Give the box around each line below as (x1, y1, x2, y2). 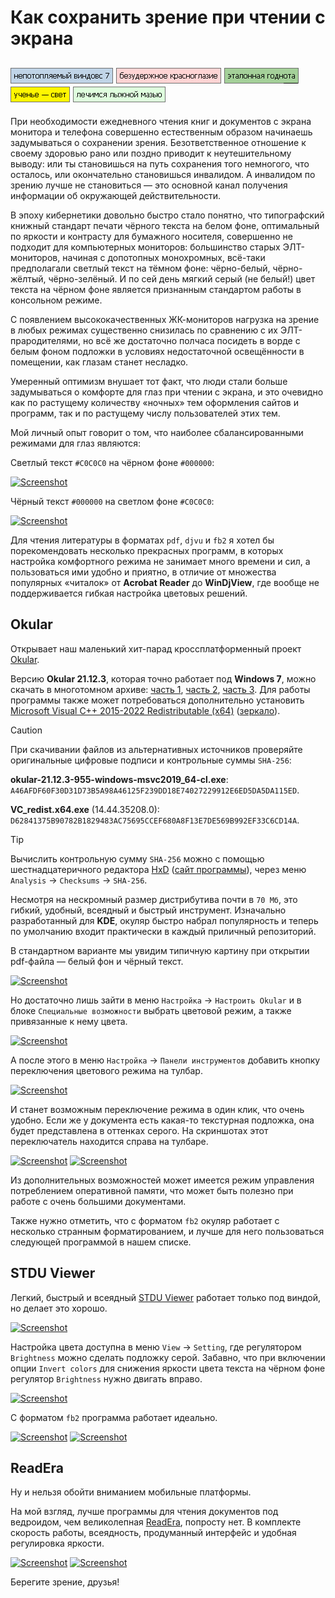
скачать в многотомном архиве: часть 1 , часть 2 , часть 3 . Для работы (10, 683, 311, 695)
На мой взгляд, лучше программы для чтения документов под (10, 1506, 279, 1518)
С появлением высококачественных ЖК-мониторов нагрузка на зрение (10, 314, 320, 325)
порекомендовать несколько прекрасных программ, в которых (10, 545, 284, 556)
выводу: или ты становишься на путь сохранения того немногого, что (10, 158, 310, 170)
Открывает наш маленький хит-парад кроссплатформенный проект (10, 642, 302, 655)
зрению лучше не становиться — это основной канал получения (10, 179, 288, 191)
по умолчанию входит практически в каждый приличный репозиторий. (10, 925, 317, 937)
